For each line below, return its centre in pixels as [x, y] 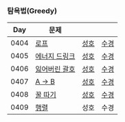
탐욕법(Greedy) [32, 10]
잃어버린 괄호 [55, 69]
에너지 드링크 [55, 56]
